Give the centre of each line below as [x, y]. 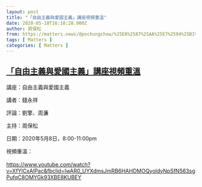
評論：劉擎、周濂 [27, 113]
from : [13, 34]
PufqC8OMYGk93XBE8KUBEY [44, 177]
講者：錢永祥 [22, 100]
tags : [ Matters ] [29, 40]
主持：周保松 [22, 125]
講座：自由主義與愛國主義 [38, 87]
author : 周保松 [24, 29]
